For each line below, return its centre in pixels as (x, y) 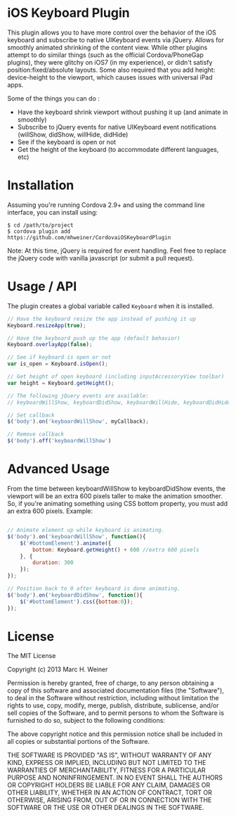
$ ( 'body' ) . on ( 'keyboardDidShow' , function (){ (75, 595)
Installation (41, 185)
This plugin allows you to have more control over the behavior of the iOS (112, 32)
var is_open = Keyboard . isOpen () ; (58, 364)
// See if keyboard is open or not (59, 357)
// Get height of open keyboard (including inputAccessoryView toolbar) (116, 377)
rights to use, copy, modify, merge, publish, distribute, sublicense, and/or (113, 706)
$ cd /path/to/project (40, 225)
